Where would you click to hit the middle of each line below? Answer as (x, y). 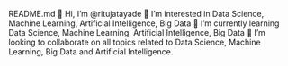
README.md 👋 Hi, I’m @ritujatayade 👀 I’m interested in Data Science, (136, 14)
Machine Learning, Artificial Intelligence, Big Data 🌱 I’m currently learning (144, 23)
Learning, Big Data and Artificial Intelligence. (91, 52)
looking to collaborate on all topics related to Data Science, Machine (135, 42)
